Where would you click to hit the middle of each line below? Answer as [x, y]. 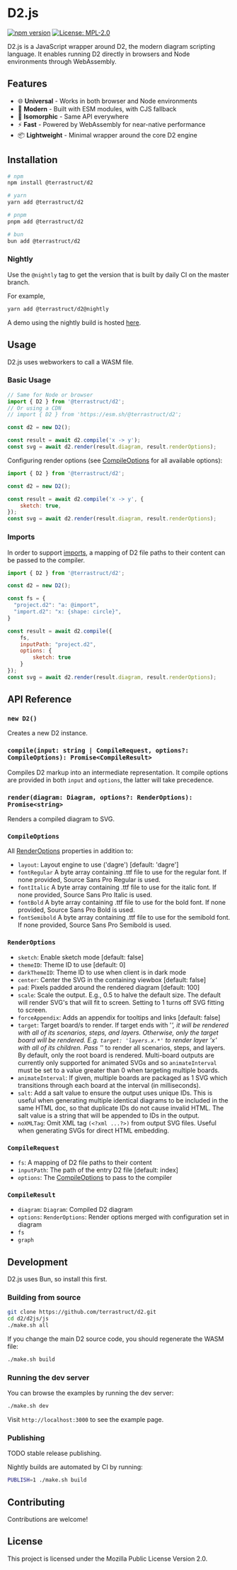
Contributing [36, 1502]
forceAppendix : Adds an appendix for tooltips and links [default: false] [119, 1017]
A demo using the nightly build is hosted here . [74, 322]
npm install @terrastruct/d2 [50, 183]
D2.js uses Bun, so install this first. [57, 1279]
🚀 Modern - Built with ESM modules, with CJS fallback [97, 108]
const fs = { [27, 599]
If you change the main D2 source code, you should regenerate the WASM [116, 1339]
